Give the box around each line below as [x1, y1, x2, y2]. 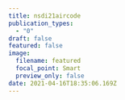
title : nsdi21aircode [8, 11, 81, 20]
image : [8, 49, 31, 57]
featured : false [8, 42, 63, 50]
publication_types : [8, 19, 74, 27]
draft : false [8, 34, 52, 43]
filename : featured [15, 57, 81, 65]
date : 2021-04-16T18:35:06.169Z [8, 79, 117, 87]
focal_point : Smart [15, 65, 81, 73]
